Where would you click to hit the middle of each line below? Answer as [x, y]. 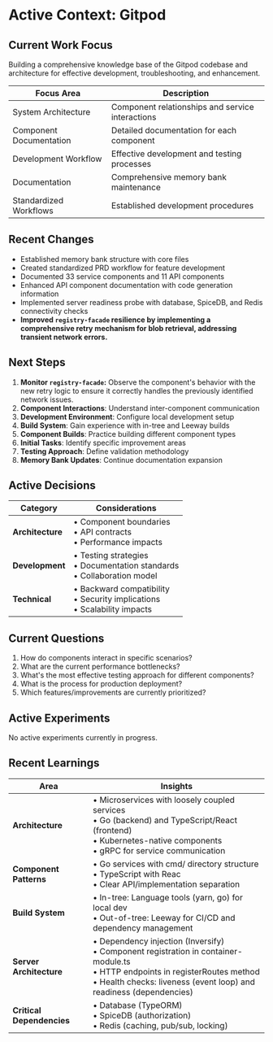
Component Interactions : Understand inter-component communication [140, 408]
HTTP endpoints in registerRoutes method [180, 971]
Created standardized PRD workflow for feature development [123, 268]
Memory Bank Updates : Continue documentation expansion [121, 460]
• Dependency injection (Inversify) [159, 941]
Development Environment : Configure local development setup [127, 416]
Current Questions [56, 638]
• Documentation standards [126, 565]
